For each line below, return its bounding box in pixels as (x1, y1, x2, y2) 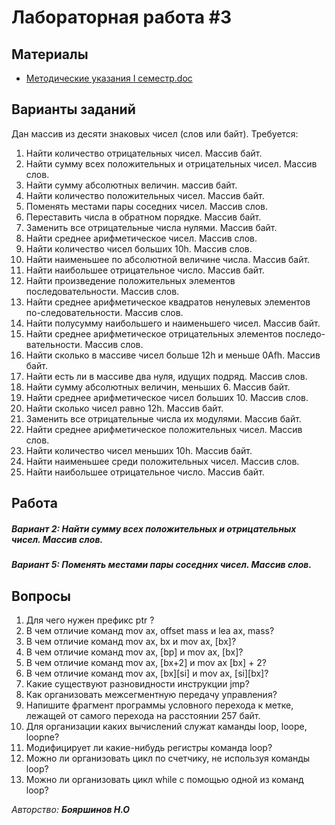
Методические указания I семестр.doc (25, 72, 193, 84)
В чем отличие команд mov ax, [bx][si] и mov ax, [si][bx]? (25, 667, 269, 679)
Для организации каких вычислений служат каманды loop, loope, (25, 720, 308, 732)
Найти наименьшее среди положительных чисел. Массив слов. (25, 455, 300, 467)
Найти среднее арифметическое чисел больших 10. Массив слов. (25, 391, 309, 403)
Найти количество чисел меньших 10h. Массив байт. (25, 444, 253, 456)
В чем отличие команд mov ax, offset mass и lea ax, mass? (25, 624, 275, 636)
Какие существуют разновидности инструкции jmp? (25, 677, 250, 690)
